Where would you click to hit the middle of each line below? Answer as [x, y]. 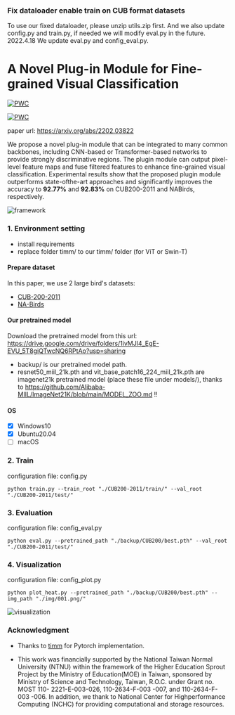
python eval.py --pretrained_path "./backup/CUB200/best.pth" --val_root [117, 541]
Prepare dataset [31, 268]
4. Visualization [34, 565]
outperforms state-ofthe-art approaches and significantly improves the [110, 182]
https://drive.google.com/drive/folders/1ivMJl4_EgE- [83, 343]
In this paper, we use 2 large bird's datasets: [71, 283]
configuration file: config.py [47, 476]
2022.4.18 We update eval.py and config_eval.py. [78, 41]
